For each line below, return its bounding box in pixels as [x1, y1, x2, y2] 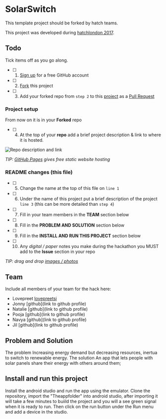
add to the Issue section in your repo [19, 249, 96, 254]
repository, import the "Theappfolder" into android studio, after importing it [5, 393, 158, 399]
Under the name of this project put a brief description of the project [19, 196, 158, 202]
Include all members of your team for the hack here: [5, 286, 111, 292]
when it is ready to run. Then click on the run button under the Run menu [5, 404, 154, 410]
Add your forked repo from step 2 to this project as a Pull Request [19, 93, 155, 99]
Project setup [5, 105, 38, 112]
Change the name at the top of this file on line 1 [19, 185, 119, 191]
